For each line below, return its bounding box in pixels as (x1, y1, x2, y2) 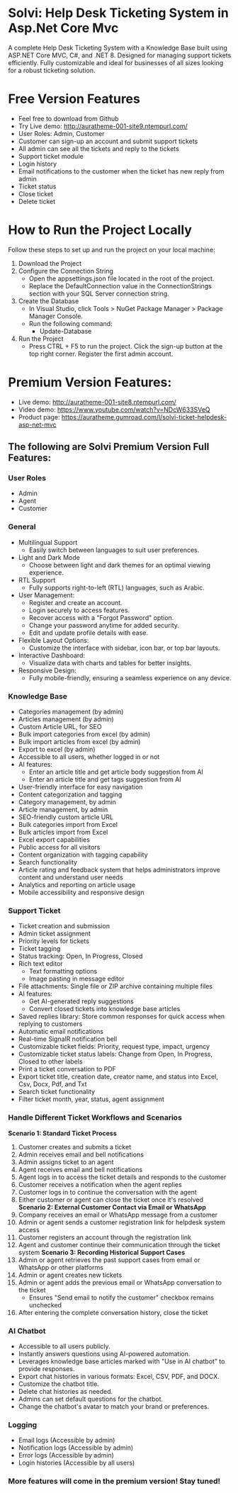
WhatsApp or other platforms (18, 1263, 103, 1271)
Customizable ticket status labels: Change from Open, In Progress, (18, 1050, 213, 1059)
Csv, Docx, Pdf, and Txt (18, 1080, 87, 1088)
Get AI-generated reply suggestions (28, 997, 134, 1005)
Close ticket (18, 189, 54, 198)
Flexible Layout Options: (18, 636, 89, 644)
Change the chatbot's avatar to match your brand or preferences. (18, 1402, 210, 1411)
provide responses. (18, 1364, 75, 1373)
